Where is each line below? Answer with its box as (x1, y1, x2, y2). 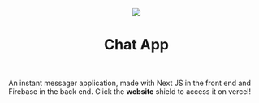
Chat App (104, 36, 169, 54)
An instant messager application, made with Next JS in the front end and (8, 78, 252, 88)
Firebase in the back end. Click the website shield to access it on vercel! (8, 86, 252, 97)
